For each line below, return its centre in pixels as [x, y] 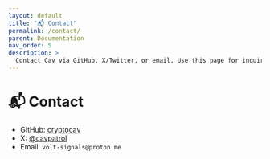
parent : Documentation [46, 38]
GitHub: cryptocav [50, 129]
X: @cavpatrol [43, 138]
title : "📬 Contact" [43, 23]
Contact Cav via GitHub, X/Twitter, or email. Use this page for [127, 61]
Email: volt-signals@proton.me [71, 146]
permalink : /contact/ [45, 31]
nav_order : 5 [30, 46]
